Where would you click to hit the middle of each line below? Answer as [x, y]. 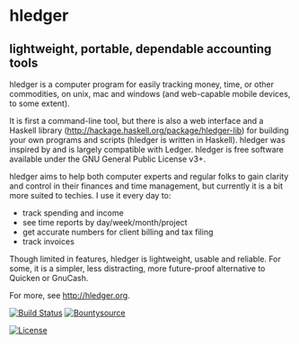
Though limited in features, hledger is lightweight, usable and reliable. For [145, 259]
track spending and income [73, 213]
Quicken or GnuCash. [49, 278]
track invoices [48, 242]
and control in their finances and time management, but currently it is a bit [146, 186]
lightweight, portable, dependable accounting [141, 49]
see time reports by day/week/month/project [105, 222]
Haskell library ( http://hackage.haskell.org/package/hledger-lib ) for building [149, 130]
